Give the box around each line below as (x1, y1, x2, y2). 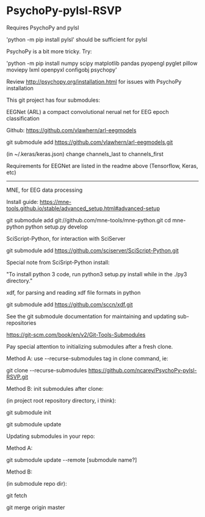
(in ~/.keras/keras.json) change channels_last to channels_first (6, 150, 164, 157)
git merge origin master (6, 504, 65, 511)
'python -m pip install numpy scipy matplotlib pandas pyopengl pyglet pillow (6, 59, 198, 67)
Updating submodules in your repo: (6, 432, 96, 440)
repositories (6, 319, 37, 326)
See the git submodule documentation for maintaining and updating (6, 312, 176, 320)
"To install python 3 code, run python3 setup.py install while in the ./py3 (6, 270, 187, 277)
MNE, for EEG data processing (6, 186, 83, 194)
